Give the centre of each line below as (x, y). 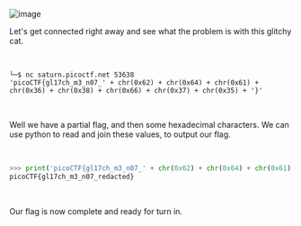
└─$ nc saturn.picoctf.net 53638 (72, 75)
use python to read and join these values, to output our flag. (120, 134)
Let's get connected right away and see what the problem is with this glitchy (150, 31)
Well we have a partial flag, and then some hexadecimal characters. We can (150, 125)
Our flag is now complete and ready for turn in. (96, 211)
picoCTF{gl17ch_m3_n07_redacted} (72, 176)
